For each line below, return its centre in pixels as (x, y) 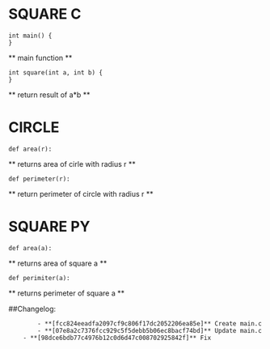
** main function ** (40, 57)
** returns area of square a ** (58, 263)
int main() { (30, 36)
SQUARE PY (49, 227)
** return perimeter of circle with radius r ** (81, 194)
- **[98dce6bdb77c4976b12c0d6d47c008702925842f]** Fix (117, 338)
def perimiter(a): (39, 278)
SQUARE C (45, 14)
